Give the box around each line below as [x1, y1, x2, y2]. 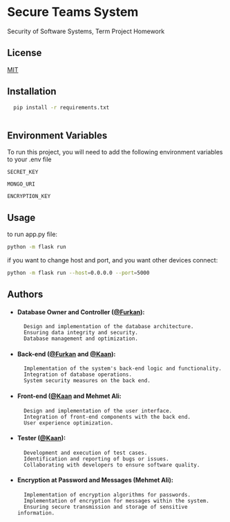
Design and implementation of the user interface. [23, 407, 173, 414]
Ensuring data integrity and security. [23, 330, 138, 336]
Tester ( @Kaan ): [17, 434, 66, 442]
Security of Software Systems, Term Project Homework [7, 27, 165, 35]
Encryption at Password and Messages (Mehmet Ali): [17, 476, 174, 485]
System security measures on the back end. [23, 377, 151, 384]
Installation [7, 86, 57, 98]
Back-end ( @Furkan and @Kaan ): [17, 350, 116, 358]
